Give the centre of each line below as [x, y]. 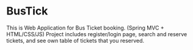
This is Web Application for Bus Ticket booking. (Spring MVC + [86, 28]
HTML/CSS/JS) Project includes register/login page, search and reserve [97, 34]
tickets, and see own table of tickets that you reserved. [75, 40]
